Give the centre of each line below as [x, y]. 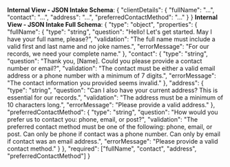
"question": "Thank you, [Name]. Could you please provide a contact [105, 61]
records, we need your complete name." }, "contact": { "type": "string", [107, 54]
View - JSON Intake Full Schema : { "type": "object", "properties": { [102, 24]
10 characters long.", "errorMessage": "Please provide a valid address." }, [111, 105]
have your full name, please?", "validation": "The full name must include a [111, 39]
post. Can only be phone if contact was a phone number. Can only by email [114, 134]
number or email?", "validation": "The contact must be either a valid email [111, 68]
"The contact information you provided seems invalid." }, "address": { [106, 83]
